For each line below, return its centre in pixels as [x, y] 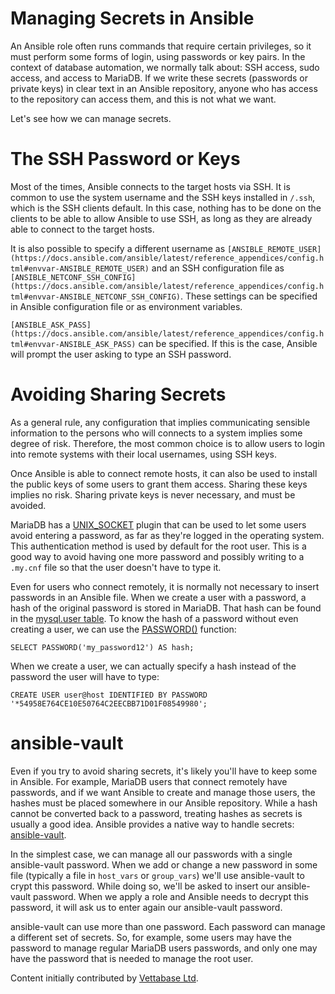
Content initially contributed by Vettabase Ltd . [104, 978]
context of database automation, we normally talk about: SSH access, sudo [165, 67]
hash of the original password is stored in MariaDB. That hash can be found [166, 608]
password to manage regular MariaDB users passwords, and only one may [164, 948]
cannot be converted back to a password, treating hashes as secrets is [156, 813]
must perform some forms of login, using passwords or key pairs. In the [158, 56]
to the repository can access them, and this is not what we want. [143, 99]
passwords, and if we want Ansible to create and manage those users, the [163, 792]
